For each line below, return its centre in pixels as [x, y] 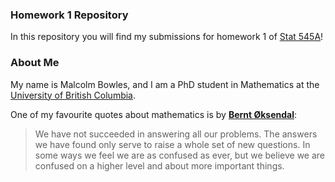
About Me [35, 63]
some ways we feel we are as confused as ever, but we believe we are [179, 155]
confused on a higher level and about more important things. [159, 165]
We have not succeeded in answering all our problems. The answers [176, 134]
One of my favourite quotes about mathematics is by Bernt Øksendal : [154, 114]
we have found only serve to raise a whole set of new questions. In [172, 144]
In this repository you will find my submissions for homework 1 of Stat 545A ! [167, 37]
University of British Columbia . [73, 95]
